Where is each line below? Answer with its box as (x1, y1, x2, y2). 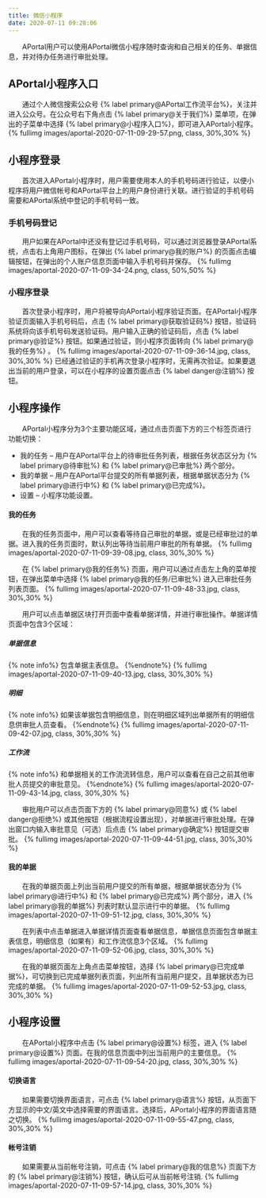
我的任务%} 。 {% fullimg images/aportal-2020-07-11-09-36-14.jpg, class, (8, 346, 251, 355)
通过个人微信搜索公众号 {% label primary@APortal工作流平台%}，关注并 (22, 100, 257, 109)
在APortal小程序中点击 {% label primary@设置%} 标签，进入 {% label (22, 1038, 248, 1047)
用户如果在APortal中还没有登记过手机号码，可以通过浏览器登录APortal (22, 237, 251, 247)
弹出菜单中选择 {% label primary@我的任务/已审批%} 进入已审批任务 (28, 574, 252, 584)
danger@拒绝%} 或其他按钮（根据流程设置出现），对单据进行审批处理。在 (8, 814, 248, 824)
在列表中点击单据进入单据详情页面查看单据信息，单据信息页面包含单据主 (22, 926, 258, 936)
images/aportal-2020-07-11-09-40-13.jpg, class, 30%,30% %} (8, 669, 214, 679)
